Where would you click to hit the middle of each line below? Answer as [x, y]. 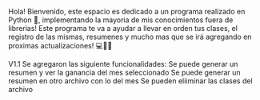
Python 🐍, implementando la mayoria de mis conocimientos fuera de [121, 20]
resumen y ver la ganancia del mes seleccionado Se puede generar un [125, 72]
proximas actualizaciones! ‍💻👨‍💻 [60, 46]
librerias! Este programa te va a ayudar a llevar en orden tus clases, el [123, 28]
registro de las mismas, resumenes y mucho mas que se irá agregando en [130, 37]
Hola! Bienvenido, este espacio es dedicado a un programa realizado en [127, 12]
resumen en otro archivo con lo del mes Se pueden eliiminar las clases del [131, 81]
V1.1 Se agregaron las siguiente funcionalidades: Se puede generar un [123, 64]
